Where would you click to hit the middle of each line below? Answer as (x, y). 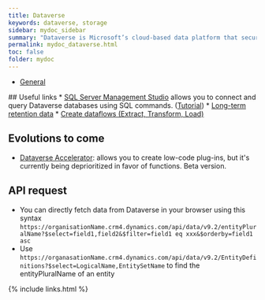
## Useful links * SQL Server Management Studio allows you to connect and (132, 97)
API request (37, 191)
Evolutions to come (56, 139)
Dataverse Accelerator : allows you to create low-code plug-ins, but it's (134, 157)
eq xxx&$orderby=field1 (214, 234)
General (32, 81)
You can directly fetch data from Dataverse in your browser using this (132, 209)
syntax (30, 218)
